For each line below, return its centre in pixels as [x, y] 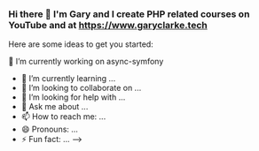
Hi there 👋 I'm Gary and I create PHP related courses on [129, 14]
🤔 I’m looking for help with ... [73, 97]
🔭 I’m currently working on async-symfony [86, 62]
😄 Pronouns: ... [50, 129]
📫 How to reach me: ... [63, 117]
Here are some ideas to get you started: [81, 44]
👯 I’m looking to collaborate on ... [81, 88]
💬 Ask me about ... [55, 107]
